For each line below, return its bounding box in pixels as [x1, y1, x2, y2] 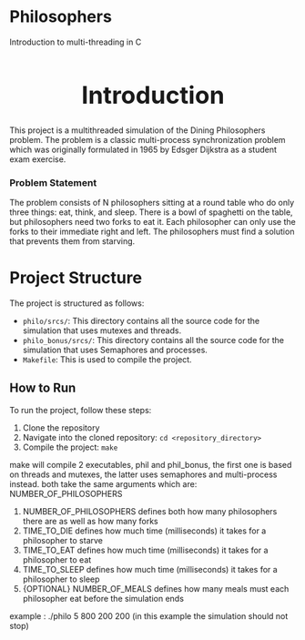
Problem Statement [9, 176, 97, 188]
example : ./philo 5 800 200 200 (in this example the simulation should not [9, 610, 289, 621]
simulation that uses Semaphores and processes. [22, 344, 208, 356]
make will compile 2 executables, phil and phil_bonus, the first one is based [9, 459, 292, 470]
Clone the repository [22, 422, 100, 433]
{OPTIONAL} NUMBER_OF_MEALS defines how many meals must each [22, 583, 290, 594]
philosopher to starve [22, 534, 103, 545]
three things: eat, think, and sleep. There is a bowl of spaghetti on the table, [9, 207, 293, 218]
